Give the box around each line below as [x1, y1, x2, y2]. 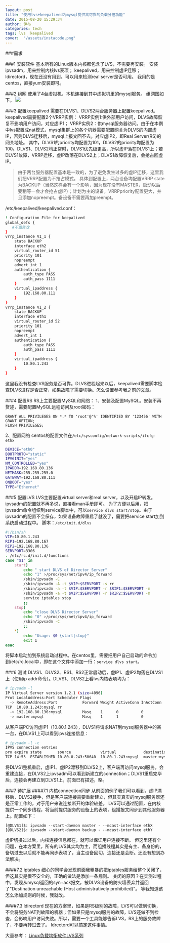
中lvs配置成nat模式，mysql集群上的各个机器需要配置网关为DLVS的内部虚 [5, 127, 157, 133]
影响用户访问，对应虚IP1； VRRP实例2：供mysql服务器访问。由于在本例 [14, 120, 163, 127]
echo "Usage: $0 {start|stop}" [23, 633, 90, 638]
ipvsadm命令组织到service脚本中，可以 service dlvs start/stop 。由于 [5, 507, 153, 513]
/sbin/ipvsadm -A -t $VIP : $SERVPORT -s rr [23, 582, 114, 587]
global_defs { [5, 220, 35, 225]
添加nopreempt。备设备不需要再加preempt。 [22, 194, 116, 200]
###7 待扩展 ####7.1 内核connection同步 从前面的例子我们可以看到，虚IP [5, 788, 158, 794]
